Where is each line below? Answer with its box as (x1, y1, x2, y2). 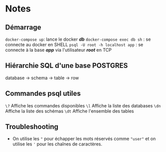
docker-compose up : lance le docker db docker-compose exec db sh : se (5, 36, 151, 42)
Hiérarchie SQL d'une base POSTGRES (5, 61, 128, 70)
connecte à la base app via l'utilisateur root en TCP (5, 47, 112, 53)
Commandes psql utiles (5, 89, 81, 98)
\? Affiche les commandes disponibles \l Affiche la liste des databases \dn (5, 102, 161, 108)
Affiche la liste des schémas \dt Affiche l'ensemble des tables (5, 108, 134, 114)
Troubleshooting (5, 122, 59, 131)
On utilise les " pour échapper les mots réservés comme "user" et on (12, 136, 156, 142)
